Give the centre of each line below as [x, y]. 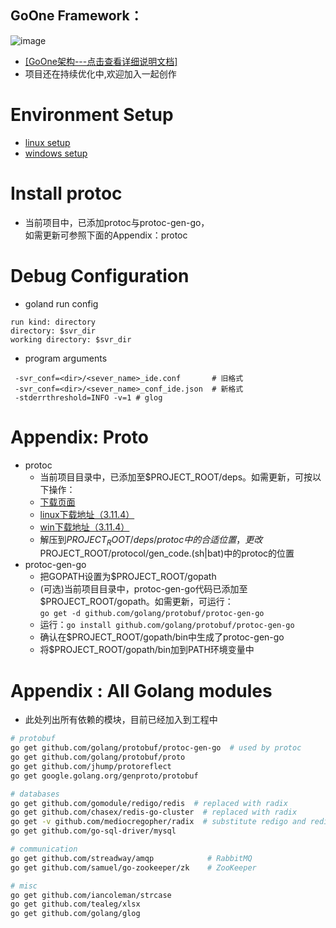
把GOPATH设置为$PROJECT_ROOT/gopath [128, 577]
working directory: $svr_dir [71, 339]
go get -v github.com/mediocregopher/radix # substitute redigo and [158, 822]
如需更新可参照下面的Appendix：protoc [106, 235]
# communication [44, 849]
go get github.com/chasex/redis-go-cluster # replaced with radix [154, 812]
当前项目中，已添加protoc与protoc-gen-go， [117, 222]
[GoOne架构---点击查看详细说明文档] [101, 61]
